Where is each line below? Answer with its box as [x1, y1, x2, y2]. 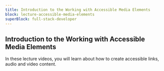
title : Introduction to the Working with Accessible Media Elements [5, 7, 151, 12]
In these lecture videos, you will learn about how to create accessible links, [5, 56, 160, 62]
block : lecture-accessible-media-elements [5, 12, 95, 17]
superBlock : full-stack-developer [5, 16, 77, 21]
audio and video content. [5, 61, 56, 67]
